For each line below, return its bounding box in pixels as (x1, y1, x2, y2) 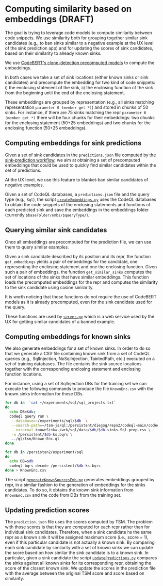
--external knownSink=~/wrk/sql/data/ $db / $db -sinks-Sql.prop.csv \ (11, 427, 151, 432)
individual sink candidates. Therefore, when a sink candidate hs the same (5, 529, 152, 535)
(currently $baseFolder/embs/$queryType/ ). (5, 212, 90, 218)
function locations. (5, 371, 43, 377)
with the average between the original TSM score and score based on (5, 570, 145, 576)
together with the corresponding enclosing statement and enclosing (5, 366, 141, 372)
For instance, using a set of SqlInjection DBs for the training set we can (5, 381, 147, 387)
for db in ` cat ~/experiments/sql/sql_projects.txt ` (5, 400, 116, 406)
